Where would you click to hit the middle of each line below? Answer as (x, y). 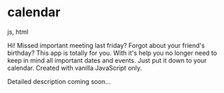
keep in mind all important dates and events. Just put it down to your (107, 60)
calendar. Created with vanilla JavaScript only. (75, 68)
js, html (18, 32)
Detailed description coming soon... (59, 81)
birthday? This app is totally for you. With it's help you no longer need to (112, 53)
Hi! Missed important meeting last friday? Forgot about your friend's (106, 45)
